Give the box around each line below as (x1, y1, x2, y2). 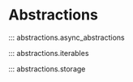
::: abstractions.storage (8, 63, 86, 74)
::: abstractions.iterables (8, 48, 89, 58)
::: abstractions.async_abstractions (8, 32, 125, 42)
